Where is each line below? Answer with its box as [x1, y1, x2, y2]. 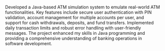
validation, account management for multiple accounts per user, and [5, 15, 144, 20]
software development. [5, 41, 52, 46]
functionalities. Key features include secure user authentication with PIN [5, 9, 152, 15]
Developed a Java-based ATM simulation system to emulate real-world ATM [5, 4, 161, 10]
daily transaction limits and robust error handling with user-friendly [5, 25, 141, 31]
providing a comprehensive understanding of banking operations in [5, 35, 142, 41]
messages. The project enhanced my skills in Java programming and [5, 30, 145, 36]
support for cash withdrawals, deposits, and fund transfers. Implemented [5, 20, 154, 25]
